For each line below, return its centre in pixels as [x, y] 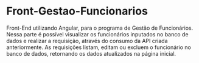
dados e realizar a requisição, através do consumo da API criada [87, 41]
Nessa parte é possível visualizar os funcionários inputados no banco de [97, 34]
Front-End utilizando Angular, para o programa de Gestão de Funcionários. [100, 28]
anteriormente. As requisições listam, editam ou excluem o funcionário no [99, 47]
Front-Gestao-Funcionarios [77, 11]
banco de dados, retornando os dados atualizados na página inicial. [91, 53]
